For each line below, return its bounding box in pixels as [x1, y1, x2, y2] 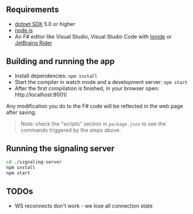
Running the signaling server [6, 144, 115, 154]
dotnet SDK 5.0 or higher [14, 20, 76, 27]
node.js [14, 27, 34, 34]
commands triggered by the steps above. [20, 127, 121, 134]
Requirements [6, 5, 59, 15]
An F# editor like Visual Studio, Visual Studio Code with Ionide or [14, 33, 172, 40]
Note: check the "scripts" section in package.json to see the [20, 120, 166, 127]
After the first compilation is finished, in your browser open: [14, 85, 159, 92]
